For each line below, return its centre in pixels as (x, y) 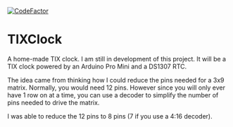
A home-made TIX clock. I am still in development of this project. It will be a (117, 59)
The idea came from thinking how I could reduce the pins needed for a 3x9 (116, 80)
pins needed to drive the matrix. (53, 102)
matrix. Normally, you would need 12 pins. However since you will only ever (116, 87)
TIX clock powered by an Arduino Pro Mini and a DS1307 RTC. (97, 66)
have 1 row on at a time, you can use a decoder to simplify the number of (113, 95)
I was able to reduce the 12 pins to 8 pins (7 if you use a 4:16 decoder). (110, 116)
